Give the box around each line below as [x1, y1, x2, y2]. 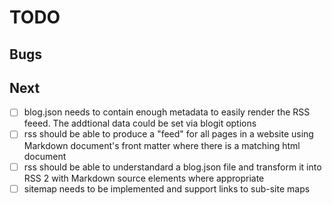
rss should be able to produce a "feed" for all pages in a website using [23, 128, 314, 140]
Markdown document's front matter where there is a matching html [23, 139, 301, 151]
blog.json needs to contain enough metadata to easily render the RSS [23, 106, 311, 118]
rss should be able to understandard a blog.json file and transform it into [23, 161, 322, 173]
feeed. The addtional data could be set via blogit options [23, 117, 257, 130]
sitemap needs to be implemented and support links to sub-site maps [23, 182, 311, 195]
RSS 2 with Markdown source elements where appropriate [23, 172, 265, 184]
